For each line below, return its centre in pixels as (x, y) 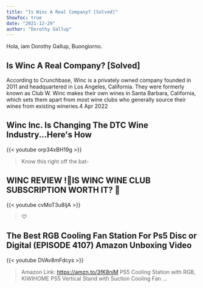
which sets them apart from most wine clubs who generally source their (96, 100)
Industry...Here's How (49, 135)
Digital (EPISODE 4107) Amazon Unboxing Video (99, 246)
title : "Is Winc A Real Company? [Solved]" (62, 12)
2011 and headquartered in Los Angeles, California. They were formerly (95, 87)
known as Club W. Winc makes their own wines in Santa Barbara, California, (101, 93)
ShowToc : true (24, 18)
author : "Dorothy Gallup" (39, 29)
